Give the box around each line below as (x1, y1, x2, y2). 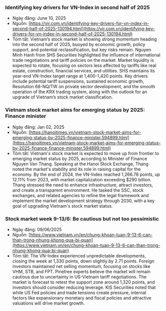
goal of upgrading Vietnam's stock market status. (12, 203, 113, 209)
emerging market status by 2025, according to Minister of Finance (12, 155, 147, 161)
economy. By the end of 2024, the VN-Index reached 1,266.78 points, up (12, 171, 161, 177)
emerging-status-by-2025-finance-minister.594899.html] (12, 134, 129, 140)
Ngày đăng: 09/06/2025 (12, 226, 62, 232)
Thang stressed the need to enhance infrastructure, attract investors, (12, 182, 153, 188)
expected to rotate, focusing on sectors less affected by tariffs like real (12, 62, 157, 68)
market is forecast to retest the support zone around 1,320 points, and (12, 279, 155, 285)
